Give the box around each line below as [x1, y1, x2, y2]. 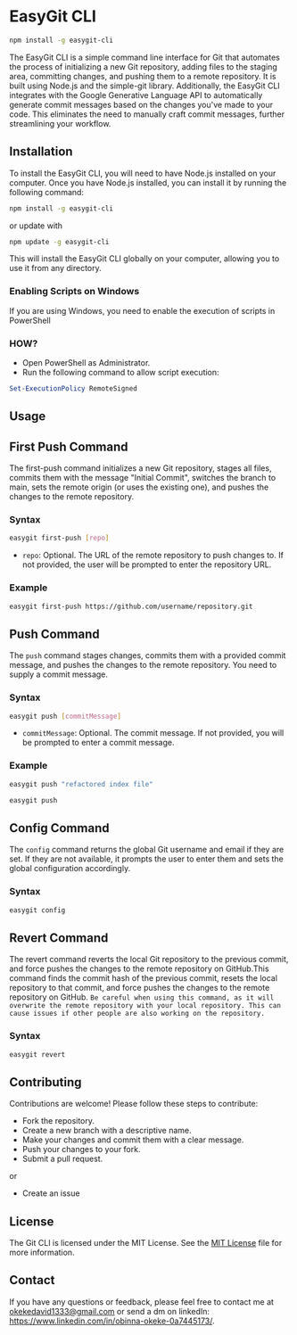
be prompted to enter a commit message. [21, 738, 175, 748]
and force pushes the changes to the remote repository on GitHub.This [9, 963, 269, 974]
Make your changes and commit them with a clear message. [21, 1134, 244, 1145]
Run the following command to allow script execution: [21, 367, 220, 377]
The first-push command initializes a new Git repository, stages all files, [9, 463, 272, 474]
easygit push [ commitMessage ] [9, 712, 122, 721]
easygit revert [9, 1050, 66, 1059]
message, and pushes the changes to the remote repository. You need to [9, 660, 277, 671]
